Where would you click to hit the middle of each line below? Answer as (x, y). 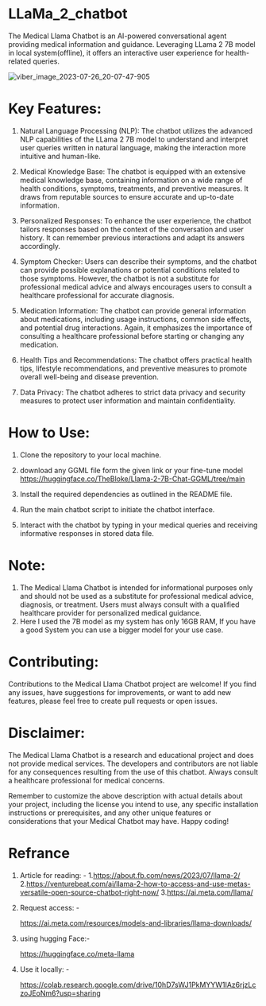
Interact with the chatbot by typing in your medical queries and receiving (139, 525)
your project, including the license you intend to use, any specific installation (133, 804)
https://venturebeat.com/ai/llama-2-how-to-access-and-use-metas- (139, 884)
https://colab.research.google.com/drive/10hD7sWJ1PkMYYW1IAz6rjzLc (138, 985)
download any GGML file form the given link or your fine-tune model (131, 470)
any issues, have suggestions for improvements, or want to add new (120, 692)
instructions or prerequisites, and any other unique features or (110, 813)
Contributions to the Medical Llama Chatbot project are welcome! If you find (132, 684)
